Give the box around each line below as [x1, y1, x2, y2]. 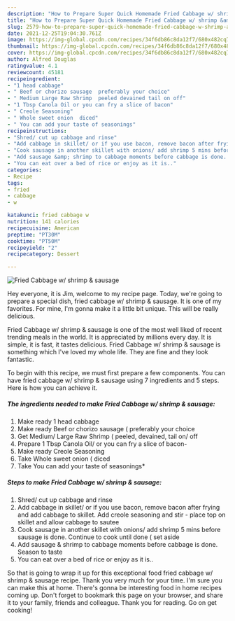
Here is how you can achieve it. [7, 384, 98, 392]
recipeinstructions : [7, 127, 68, 134]
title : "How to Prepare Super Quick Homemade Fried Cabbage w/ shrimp [7, 17, 218, 24]
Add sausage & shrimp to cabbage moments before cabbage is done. [17, 540, 218, 549]
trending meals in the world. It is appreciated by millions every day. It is [7, 333, 212, 342]
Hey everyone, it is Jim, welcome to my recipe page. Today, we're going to [7, 290, 222, 298]
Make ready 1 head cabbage [17, 417, 99, 426]
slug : [7, 23, 23, 30]
